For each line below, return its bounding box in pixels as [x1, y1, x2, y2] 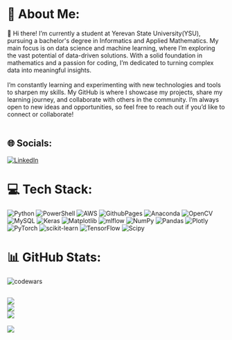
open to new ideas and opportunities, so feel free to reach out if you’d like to [7, 102, 225, 111]
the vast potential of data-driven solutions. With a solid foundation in [7, 51, 203, 60]
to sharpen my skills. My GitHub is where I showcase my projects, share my [7, 88, 223, 96]
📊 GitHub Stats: [7, 249, 102, 265]
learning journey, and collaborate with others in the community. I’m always [7, 95, 220, 103]
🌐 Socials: [7, 138, 53, 150]
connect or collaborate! [7, 110, 74, 118]
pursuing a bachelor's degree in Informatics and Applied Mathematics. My [7, 36, 220, 44]
